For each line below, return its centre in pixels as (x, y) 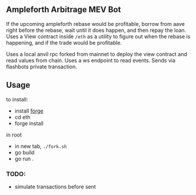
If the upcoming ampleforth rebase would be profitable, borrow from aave (96, 24)
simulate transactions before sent (55, 186)
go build (24, 152)
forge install (29, 123)
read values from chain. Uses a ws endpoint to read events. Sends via (91, 60)
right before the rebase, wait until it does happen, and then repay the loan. (96, 30)
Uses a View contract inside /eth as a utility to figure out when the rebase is (98, 36)
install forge (29, 111)
